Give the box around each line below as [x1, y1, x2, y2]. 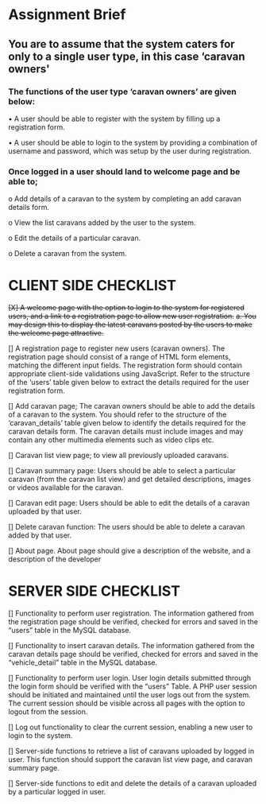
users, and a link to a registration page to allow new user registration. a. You [8, 312, 256, 321]
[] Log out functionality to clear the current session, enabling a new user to [8, 722, 253, 732]
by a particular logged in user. [8, 787, 106, 797]
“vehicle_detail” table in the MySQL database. [8, 658, 158, 667]
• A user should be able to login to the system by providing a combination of [8, 138, 258, 147]
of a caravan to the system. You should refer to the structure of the [8, 410, 227, 419]
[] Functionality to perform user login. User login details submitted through [8, 674, 252, 683]
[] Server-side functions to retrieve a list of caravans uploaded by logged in [8, 746, 255, 756]
